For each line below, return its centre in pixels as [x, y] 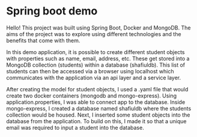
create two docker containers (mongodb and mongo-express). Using [92, 96]
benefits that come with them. [43, 40]
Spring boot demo [52, 11]
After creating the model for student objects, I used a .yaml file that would [97, 89]
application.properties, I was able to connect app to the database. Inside [96, 102]
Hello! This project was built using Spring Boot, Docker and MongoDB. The [98, 28]
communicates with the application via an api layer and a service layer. [94, 78]
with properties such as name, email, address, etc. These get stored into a [98, 58]
